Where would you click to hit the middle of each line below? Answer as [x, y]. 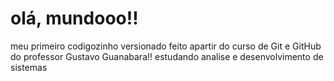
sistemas [29, 67]
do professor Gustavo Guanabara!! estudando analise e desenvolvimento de [167, 56]
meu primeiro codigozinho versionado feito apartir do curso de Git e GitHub [166, 46]
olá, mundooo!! [74, 18]
